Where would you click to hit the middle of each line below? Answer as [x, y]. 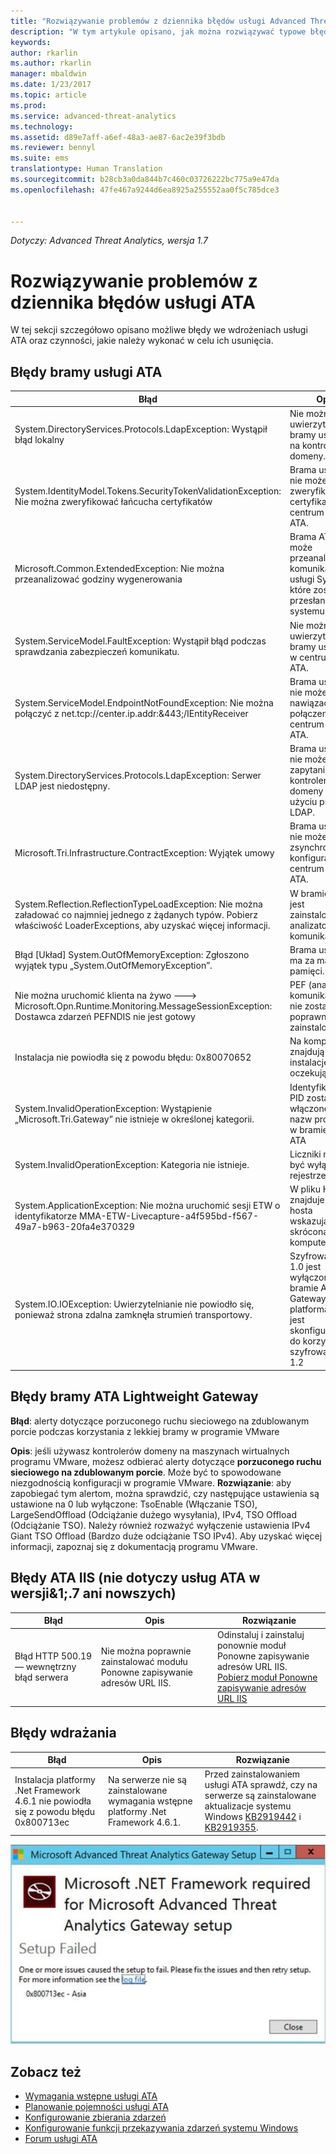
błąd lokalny [39, 440]
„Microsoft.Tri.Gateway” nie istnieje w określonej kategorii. [134, 1119]
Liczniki [305, 1154]
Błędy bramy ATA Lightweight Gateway [134, 1396]
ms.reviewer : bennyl [53, 148]
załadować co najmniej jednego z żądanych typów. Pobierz [136, 914]
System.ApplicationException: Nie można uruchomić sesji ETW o [147, 1205]
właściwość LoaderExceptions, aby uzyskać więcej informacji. [142, 925]
